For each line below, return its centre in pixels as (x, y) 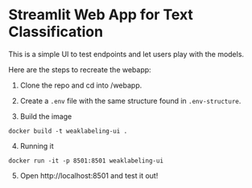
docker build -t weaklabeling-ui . (68, 131)
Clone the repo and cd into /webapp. (81, 85)
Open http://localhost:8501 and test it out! (89, 175)
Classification (56, 32)
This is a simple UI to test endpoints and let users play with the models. (126, 54)
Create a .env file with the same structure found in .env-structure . (130, 100)
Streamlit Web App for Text (101, 15)
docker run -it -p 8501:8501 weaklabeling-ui (86, 161)
